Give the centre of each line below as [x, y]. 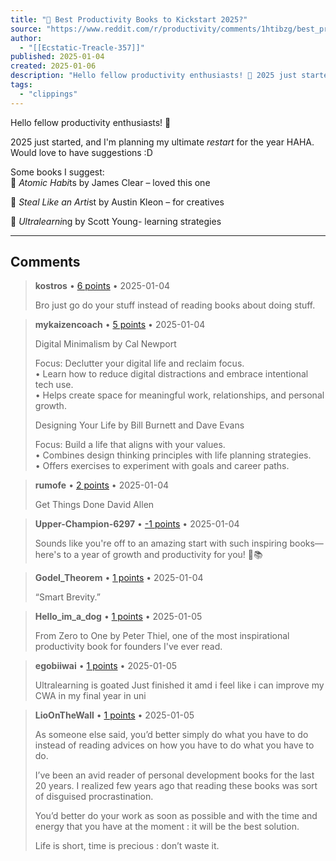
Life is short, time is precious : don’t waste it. [127, 846]
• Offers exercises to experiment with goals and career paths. [162, 466]
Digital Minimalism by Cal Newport [105, 344]
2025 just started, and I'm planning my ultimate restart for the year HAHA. [162, 142]
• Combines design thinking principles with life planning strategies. [173, 455]
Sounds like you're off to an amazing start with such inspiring [161, 543]
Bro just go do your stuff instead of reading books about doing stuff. [175, 305]
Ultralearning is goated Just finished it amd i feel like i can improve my [179, 685]
